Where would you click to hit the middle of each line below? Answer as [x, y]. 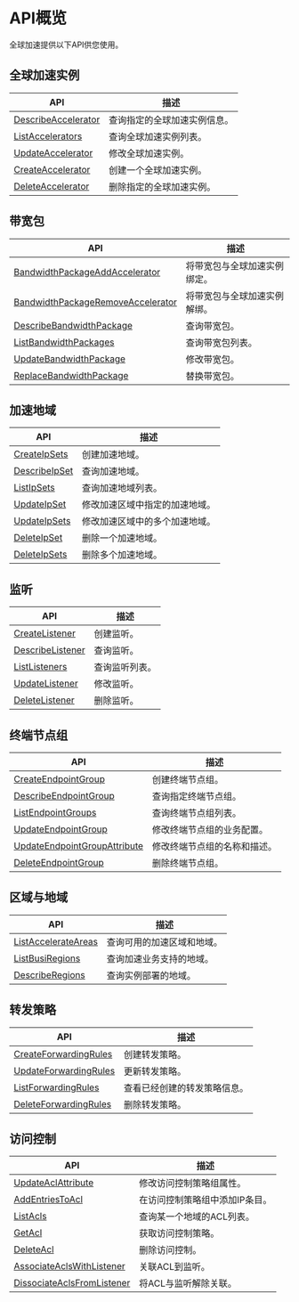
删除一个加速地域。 [122, 538]
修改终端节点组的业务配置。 [210, 830]
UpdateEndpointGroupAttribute [79, 846]
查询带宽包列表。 [222, 342]
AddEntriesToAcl [48, 1200]
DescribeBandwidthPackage [73, 325]
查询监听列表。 [125, 667]
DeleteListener [44, 700]
